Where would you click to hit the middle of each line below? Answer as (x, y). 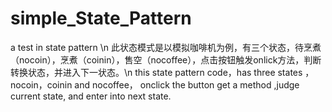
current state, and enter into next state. (91, 96)
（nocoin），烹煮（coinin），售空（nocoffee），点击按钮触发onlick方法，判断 (166, 59)
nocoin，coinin (41, 84)
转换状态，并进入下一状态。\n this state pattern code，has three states (156, 72)
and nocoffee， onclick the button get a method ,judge (187, 84)
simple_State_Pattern (101, 18)
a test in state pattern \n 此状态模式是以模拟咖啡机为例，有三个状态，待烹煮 (166, 47)
